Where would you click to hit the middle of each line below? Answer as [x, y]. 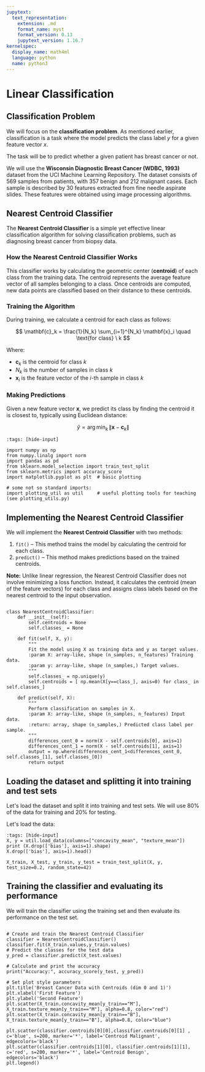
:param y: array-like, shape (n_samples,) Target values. [104, 666]
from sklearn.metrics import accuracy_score [64, 472]
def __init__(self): [44, 617]
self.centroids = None [57, 623]
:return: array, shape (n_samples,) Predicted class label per [111, 725]
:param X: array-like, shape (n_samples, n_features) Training [111, 655]
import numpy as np [31, 450]
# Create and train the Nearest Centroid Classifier [75, 934]
